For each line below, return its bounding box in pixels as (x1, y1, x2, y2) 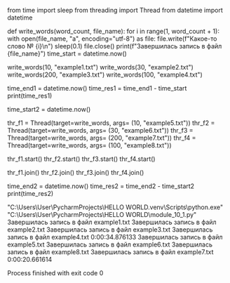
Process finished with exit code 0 (7, 269, 104, 277)
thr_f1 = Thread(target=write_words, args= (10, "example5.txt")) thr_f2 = (7, 119, 215, 127)
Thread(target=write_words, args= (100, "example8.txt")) (7, 141, 172, 150)
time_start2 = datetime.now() (7, 105, 91, 113)
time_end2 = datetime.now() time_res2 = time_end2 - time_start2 (7, 182, 195, 190)
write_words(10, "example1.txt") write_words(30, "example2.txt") (7, 63, 194, 71)
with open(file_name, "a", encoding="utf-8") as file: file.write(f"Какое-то (7, 34, 217, 43)
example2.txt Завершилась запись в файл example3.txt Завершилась (7, 225, 213, 234)
